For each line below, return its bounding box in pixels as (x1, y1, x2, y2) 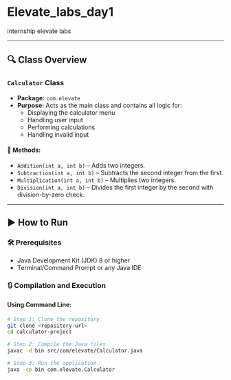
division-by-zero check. (16, 190, 85, 199)
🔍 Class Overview (7, 54, 87, 66)
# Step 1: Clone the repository (7, 315, 100, 323)
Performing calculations (27, 123, 96, 131)
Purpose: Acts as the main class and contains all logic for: (16, 101, 182, 109)
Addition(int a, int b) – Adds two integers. (16, 161, 146, 169)
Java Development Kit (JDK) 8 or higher (16, 256, 131, 265)
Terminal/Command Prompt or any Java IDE (16, 263, 142, 271)
